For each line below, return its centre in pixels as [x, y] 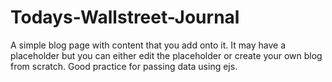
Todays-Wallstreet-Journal [125, 17]
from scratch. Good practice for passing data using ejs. [124, 66]
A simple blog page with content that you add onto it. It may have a [148, 45]
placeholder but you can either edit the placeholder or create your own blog [166, 55]
